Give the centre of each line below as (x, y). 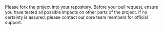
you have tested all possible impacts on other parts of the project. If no (76, 12)
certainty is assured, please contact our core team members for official (77, 17)
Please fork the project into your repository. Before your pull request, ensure (82, 7)
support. (14, 22)
